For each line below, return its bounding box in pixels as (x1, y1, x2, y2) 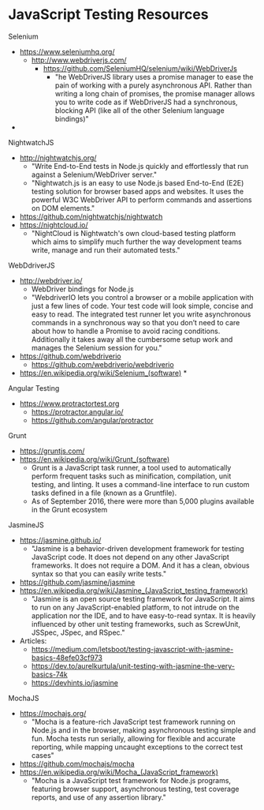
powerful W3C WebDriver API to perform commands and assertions (31, 195, 252, 204)
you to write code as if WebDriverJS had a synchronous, (54, 97, 238, 107)
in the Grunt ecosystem (31, 504, 108, 514)
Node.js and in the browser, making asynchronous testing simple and (31, 725, 256, 735)
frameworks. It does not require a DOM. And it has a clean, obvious (31, 561, 250, 570)
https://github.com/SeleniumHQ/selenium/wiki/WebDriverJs (43, 63, 238, 73)
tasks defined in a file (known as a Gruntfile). (31, 488, 177, 497)
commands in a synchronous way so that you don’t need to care (31, 317, 240, 327)
